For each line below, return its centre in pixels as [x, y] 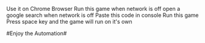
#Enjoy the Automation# [37, 33]
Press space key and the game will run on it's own [69, 21]
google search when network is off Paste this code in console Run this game [103, 15]
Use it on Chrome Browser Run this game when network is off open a [93, 9]
